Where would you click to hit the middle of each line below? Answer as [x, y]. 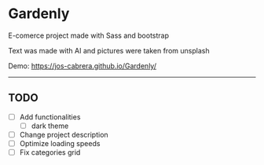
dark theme [50, 126]
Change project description [64, 134]
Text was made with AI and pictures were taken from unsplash [109, 50]
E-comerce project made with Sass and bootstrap [89, 35]
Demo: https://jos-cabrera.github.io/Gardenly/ [82, 66]
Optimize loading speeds [60, 143]
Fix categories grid [50, 152]
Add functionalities [50, 117]
